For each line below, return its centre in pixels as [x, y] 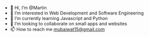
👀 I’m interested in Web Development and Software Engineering [77, 13]
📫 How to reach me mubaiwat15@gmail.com [57, 29]
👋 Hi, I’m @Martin [28, 8]
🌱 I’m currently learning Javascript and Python [59, 18]
